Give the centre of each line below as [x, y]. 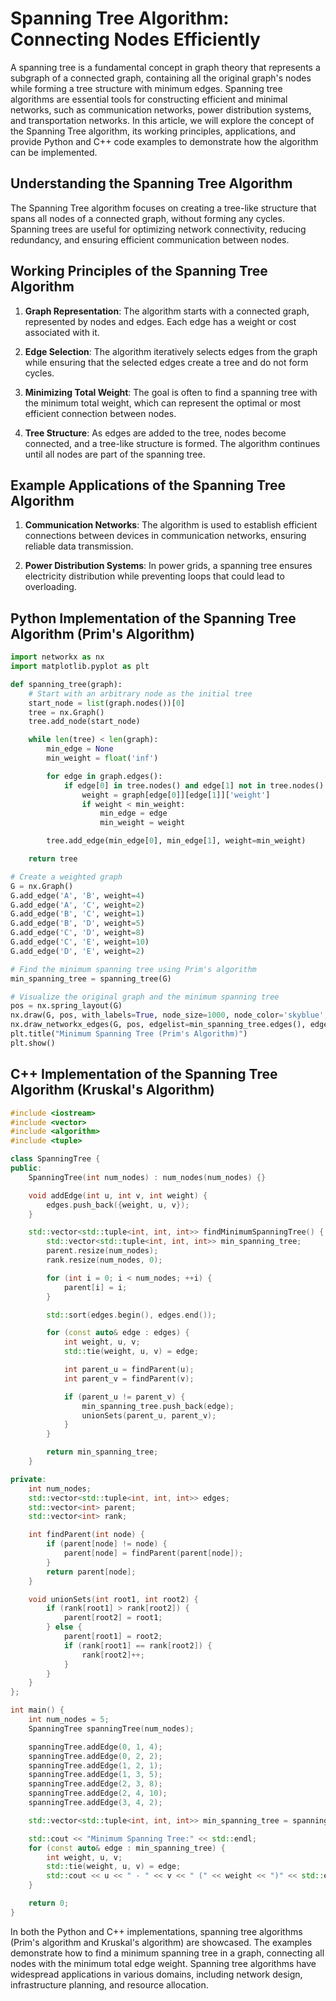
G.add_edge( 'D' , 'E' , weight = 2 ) [77, 951]
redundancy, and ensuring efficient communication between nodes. [150, 239]
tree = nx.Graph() [66, 712]
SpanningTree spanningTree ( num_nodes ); [111, 1728]
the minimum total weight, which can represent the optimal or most [163, 403]
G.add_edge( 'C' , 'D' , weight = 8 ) [77, 933]
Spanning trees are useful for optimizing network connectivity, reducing [158, 229]
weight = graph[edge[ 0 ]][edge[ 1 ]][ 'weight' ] [176, 795]
